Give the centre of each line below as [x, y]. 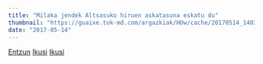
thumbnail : [26, 23]
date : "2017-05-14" [40, 30]
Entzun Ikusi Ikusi [36, 52]
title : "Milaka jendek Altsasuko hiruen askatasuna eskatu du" [113, 15]
